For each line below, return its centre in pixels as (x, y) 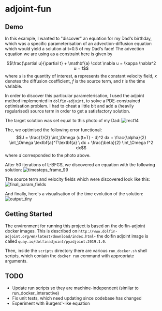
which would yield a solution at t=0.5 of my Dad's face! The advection (74, 49)
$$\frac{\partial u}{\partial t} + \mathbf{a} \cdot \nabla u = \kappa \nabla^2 (81, 63)
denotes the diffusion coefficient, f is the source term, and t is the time (75, 81)
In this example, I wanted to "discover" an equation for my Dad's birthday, (79, 38)
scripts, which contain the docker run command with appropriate (70, 256)
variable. (14, 86)
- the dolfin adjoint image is (121, 236)
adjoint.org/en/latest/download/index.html (50, 236)
